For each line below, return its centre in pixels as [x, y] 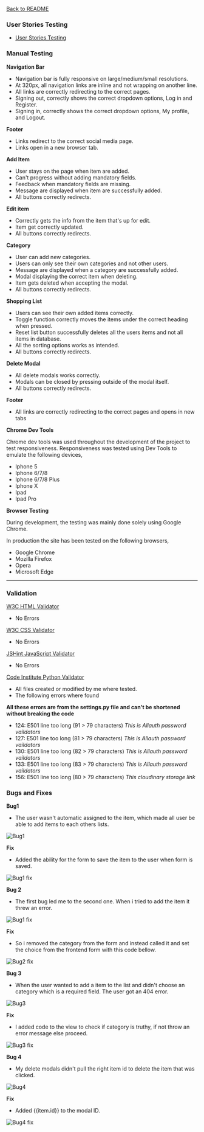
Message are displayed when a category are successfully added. [97, 269]
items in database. [38, 339]
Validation [22, 593]
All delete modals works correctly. [58, 375]
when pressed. [34, 325]
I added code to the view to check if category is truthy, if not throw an [102, 1027]
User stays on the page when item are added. [72, 171]
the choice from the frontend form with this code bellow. [86, 950]
